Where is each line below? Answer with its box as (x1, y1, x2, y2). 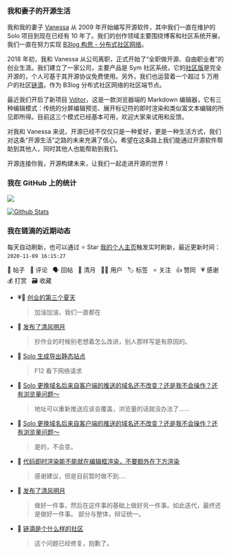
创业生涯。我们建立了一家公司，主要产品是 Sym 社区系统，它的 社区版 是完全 (7, 63, 222, 72)
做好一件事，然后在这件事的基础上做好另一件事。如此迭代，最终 (34, 501, 215, 509)
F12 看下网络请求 (34, 366, 82, 375)
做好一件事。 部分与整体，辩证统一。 (40, 509, 145, 518)
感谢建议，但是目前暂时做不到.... (34, 471, 126, 480)
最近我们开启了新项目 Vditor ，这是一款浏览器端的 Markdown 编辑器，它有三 (7, 95, 222, 104)
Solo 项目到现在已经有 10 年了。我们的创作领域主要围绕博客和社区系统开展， (7, 32, 224, 40)
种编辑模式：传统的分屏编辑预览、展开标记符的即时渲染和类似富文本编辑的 (7, 104, 218, 112)
